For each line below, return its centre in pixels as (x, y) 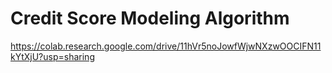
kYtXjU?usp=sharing (52, 56)
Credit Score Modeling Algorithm (150, 18)
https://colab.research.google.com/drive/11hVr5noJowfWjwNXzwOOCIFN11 (166, 46)
